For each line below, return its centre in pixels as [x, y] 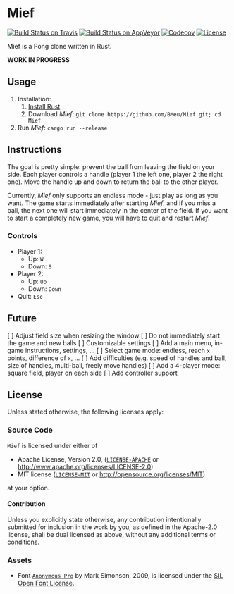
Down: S [40, 266]
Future [22, 318]
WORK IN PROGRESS [39, 60]
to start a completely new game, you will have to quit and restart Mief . [109, 218]
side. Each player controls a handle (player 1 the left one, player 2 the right [115, 174]
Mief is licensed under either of [53, 445]
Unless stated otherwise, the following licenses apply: [86, 412]
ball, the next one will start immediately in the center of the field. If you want [118, 210]
